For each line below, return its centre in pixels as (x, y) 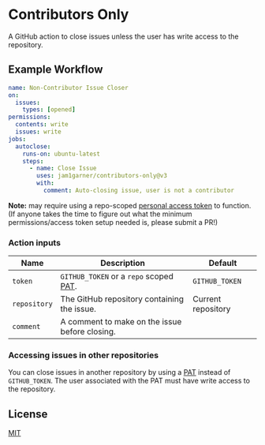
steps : (33, 161)
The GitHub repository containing (122, 299)
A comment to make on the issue (121, 322)
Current (207, 299)
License (28, 414)
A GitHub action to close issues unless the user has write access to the (123, 36)
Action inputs (35, 242)
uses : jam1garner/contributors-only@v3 (102, 176)
